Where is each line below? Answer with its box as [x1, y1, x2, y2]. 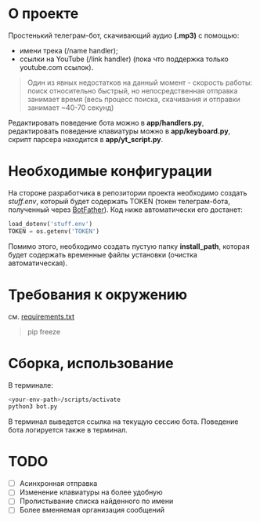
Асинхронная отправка [19, 479, 98, 488]
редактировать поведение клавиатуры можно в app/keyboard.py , [8, 126, 231, 136]
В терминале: [8, 380, 53, 389]
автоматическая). [8, 258, 68, 268]
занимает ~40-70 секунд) [27, 103, 114, 112]
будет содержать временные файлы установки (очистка [8, 250, 198, 259]
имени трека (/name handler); [19, 46, 119, 55]
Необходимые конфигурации [8, 162, 213, 181]
